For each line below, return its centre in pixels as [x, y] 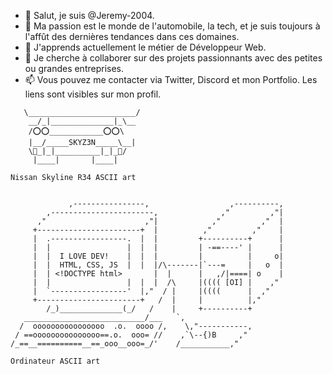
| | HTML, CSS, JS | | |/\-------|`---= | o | [158, 265]
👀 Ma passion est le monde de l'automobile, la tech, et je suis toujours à [172, 26]
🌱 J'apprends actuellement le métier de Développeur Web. [145, 47]
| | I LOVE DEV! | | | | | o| [158, 256]
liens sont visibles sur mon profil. [93, 94]
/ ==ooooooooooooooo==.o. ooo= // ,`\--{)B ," [131, 335]
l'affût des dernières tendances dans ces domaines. [132, 36]
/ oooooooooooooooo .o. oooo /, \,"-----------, [136, 326]
